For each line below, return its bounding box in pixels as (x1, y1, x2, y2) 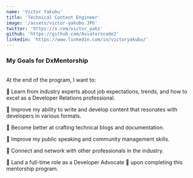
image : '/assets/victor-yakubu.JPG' (6, 20, 98, 26)
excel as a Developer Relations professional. (6, 94, 116, 102)
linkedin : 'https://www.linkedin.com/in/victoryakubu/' (6, 37, 149, 43)
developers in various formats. (6, 112, 82, 120)
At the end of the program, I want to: (6, 76, 96, 84)
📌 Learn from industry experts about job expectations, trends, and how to (6, 88, 188, 95)
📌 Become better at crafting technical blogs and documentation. (6, 124, 165, 131)
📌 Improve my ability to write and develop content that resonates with (6, 106, 178, 113)
